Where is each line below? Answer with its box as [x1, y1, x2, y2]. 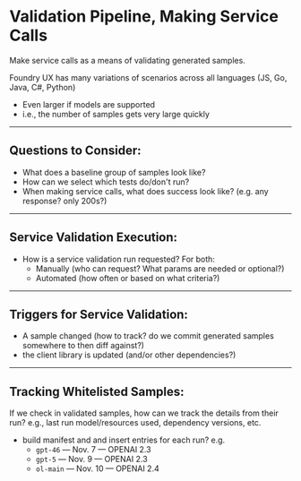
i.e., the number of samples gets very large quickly [21, 108, 211, 119]
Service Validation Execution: [9, 230, 177, 245]
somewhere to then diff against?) [21, 340, 145, 351]
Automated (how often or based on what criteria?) [35, 272, 220, 283]
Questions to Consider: [9, 143, 142, 159]
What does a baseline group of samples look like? [21, 167, 206, 177]
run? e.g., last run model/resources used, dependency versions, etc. [9, 417, 262, 428]
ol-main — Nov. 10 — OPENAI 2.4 [35, 463, 159, 474]
